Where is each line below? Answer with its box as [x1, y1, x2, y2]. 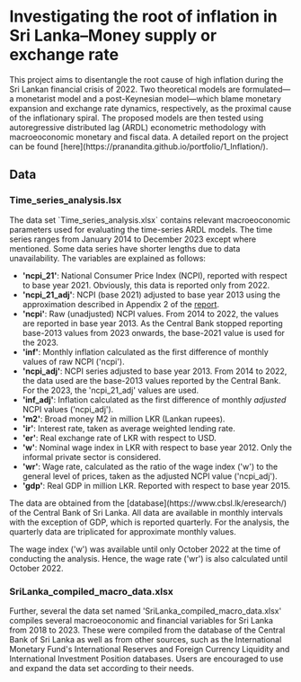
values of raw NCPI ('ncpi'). [22, 356, 125, 367]
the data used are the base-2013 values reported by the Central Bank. [22, 375, 281, 385]
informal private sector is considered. [22, 451, 162, 462]
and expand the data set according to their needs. [9, 662, 195, 673]
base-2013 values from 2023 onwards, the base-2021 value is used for [22, 327, 286, 338]
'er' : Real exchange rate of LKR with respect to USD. [22, 432, 217, 443]
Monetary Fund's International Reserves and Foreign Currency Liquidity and [9, 643, 290, 654]
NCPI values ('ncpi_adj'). [22, 403, 114, 414]
